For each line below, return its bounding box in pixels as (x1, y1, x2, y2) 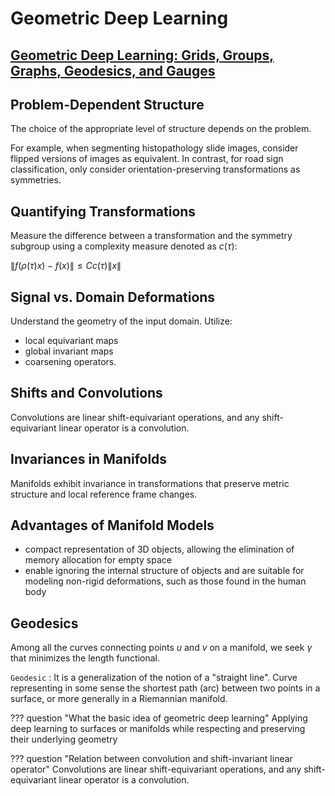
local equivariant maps (24, 335, 119, 347)
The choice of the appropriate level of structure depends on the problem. (10, 123, 312, 135)
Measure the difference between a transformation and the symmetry (10, 230, 293, 242)
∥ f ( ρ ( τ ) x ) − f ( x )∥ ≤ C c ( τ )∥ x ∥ (10, 260, 122, 272)
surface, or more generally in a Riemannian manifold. (10, 693, 228, 705)
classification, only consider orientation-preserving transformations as (10, 163, 301, 176)
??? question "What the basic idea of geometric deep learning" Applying (10, 712, 308, 724)
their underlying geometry (10, 733, 118, 746)
